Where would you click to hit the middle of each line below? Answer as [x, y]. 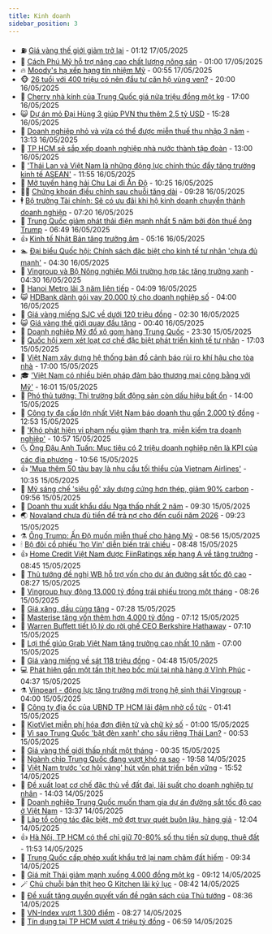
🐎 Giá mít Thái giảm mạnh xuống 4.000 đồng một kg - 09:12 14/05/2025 [140, 875]
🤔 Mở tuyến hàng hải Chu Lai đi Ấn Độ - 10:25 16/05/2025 [117, 183]
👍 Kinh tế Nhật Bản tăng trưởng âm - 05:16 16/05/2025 [112, 238]
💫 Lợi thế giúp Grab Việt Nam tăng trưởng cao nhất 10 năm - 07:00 [131, 643]
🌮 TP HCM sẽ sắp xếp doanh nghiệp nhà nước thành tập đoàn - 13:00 [136, 148]
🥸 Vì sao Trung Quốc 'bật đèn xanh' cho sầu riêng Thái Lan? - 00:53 [134, 733]
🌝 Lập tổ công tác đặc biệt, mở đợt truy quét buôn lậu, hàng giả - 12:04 [139, 819]
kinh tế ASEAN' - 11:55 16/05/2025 [78, 174]
